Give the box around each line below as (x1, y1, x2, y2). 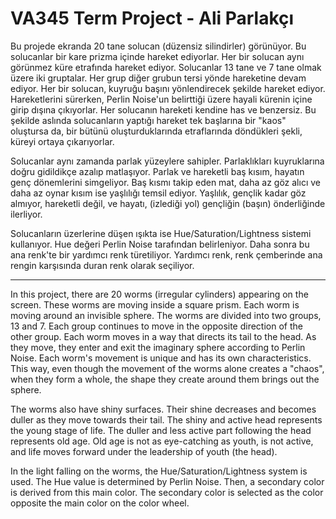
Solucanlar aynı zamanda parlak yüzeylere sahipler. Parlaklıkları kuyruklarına (10, 155, 325, 167)
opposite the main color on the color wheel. (10, 497, 190, 509)
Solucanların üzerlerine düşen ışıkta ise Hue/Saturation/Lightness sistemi (10, 227, 312, 239)
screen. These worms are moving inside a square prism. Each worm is (10, 298, 300, 311)
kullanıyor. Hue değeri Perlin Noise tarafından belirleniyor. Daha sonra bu (10, 238, 310, 250)
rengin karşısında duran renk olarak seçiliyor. (10, 259, 195, 271)
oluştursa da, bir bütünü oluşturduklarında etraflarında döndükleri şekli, (10, 125, 303, 137)
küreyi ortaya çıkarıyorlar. (10, 135, 115, 147)
